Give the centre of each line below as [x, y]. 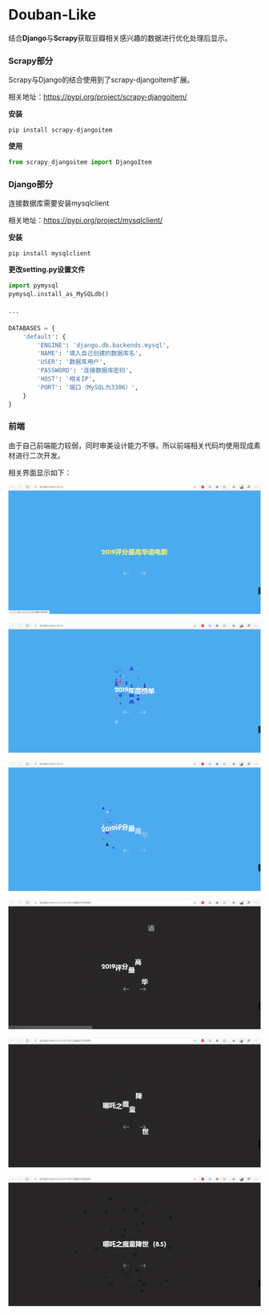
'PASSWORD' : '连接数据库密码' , [85, 371]
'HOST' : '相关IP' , [66, 379]
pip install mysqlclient [50, 254]
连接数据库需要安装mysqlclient [59, 203]
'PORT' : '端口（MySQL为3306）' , [88, 387]
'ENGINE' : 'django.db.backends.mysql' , [104, 345]
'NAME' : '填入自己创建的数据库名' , [90, 354]
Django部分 [31, 185]
